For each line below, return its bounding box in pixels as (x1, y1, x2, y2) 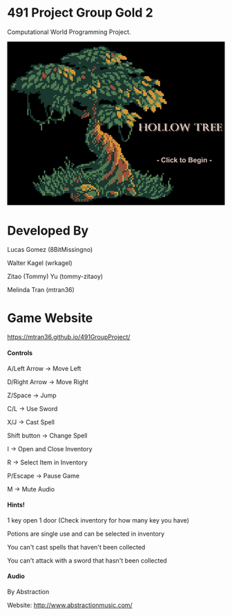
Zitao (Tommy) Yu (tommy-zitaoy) (7, 272, 104, 281)
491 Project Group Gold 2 (7, 5, 153, 21)
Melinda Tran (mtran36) (7, 286, 75, 294)
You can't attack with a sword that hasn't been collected (7, 556, 167, 565)
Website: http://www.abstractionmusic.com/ (7, 601, 133, 610)
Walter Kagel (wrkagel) (7, 259, 72, 267)
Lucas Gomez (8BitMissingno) (7, 246, 93, 254)
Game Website (7, 310, 93, 326)
